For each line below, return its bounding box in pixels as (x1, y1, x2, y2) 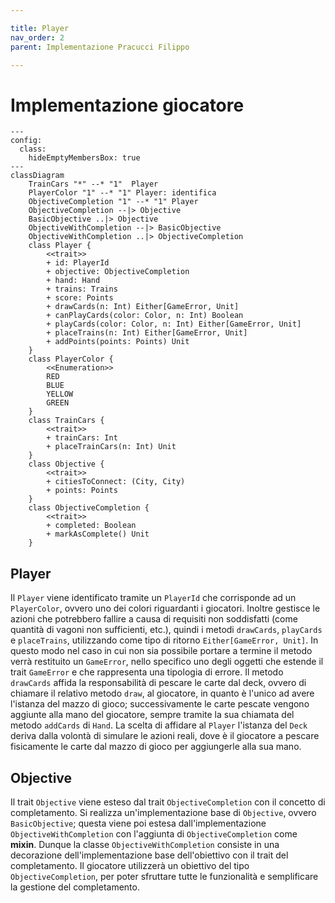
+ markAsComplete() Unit (46, 529, 150, 540)
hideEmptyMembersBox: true (28, 153, 141, 163)
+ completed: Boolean (46, 521, 137, 531)
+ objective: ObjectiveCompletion (46, 267, 190, 277)
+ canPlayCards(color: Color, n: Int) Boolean (46, 311, 244, 321)
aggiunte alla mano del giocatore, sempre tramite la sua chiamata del (10, 709, 295, 721)
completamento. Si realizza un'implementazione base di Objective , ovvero (10, 806, 317, 818)
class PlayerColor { (28, 354, 114, 365)
